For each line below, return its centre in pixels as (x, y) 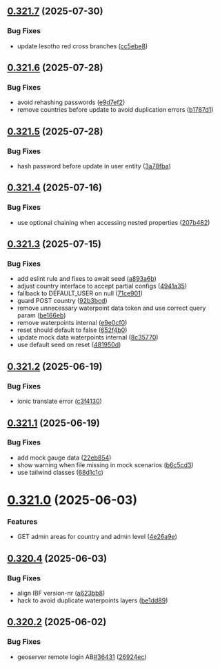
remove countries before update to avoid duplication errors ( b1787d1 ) (115, 110)
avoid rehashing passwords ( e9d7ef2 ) (71, 102)
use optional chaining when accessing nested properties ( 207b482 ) (113, 222)
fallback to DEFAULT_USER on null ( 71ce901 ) (80, 293)
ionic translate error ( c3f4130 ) (59, 401)
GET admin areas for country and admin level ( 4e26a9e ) (97, 537)
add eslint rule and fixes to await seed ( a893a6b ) (87, 279)
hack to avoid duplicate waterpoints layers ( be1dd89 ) (92, 600)
